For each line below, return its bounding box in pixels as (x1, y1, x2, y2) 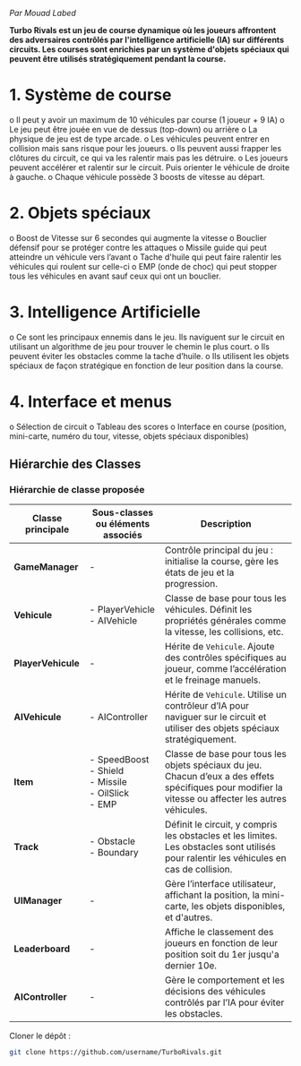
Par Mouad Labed (9, 8, 76, 18)
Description (200, 518, 253, 530)
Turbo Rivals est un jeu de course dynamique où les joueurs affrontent (9, 25, 277, 35)
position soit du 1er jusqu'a (164, 949, 279, 961)
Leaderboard (13, 942, 70, 955)
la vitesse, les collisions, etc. (164, 626, 284, 639)
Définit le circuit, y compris (164, 819, 278, 831)
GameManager (13, 561, 79, 573)
